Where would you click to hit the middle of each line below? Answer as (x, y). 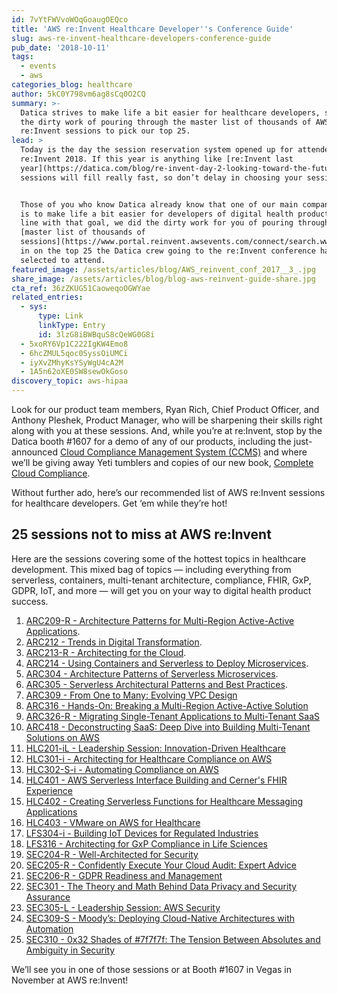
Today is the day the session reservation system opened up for (157, 150)
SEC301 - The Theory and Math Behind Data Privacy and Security (161, 886)
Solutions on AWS (63, 737)
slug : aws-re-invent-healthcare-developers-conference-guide (141, 38)
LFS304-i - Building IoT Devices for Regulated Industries (142, 833)
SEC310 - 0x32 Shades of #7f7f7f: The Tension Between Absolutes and (173, 939)
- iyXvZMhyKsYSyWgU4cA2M (72, 362)
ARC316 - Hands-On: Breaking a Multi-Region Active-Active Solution (167, 705)
